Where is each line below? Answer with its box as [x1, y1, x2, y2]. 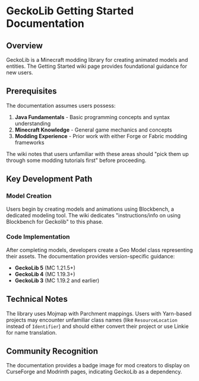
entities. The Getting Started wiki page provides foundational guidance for [6, 63, 187, 70]
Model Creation [6, 192, 52, 200]
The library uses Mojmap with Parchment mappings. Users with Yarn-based [6, 310, 192, 317]
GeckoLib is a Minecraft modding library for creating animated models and [6, 57, 188, 63]
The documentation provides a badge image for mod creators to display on [6, 362, 190, 369]
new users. [6, 69, 34, 76]
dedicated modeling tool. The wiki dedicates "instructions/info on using [6, 211, 181, 218]
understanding [14, 120, 51, 127]
